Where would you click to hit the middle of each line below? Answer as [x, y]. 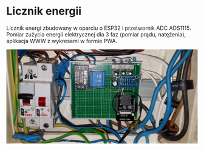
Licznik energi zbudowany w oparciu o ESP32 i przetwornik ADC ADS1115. [99, 28]
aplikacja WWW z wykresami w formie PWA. [62, 41]
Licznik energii [44, 11]
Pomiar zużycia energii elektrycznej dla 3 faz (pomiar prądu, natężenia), [96, 34]
